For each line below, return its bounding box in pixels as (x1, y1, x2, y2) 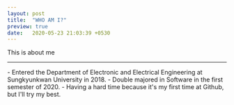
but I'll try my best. (7, 90, 61, 99)
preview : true (7, 23, 49, 30)
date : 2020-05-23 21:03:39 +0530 (7, 29, 111, 37)
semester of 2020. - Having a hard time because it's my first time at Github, (7, 83, 224, 91)
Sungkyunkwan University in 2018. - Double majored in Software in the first (7, 75, 224, 84)
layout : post (7, 10, 45, 17)
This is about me (7, 48, 55, 57)
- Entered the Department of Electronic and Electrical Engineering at (7, 68, 203, 77)
